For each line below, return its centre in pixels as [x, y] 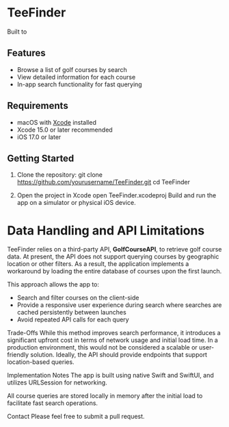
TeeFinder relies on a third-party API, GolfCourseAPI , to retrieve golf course [114, 249]
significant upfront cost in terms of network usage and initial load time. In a [113, 340]
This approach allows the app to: [53, 284]
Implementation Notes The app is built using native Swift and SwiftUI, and [110, 376]
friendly [18, 355]
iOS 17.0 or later [39, 137]
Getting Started [41, 158]
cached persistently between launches [71, 313]
